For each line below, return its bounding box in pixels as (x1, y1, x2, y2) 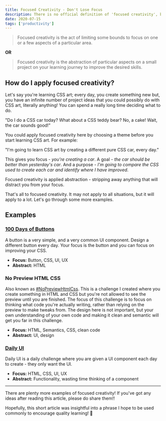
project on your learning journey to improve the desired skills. (17, 64, 142, 70)
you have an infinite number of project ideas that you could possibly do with (5, 97, 160, 103)
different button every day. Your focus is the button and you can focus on (5, 242, 155, 248)
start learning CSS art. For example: (5, 137, 78, 143)
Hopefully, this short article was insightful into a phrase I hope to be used (5, 405, 154, 411)
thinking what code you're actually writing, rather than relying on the (5, 302, 145, 308)
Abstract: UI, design (12, 332, 54, 338)
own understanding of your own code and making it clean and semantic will (5, 312, 159, 318)
